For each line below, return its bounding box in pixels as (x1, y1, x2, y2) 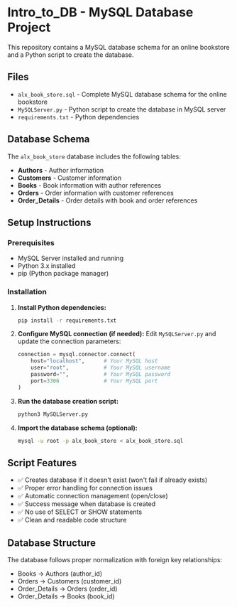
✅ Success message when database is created (17, 500, 156, 508)
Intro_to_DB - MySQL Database (7, 4, 194, 21)
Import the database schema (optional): (17, 424, 138, 432)
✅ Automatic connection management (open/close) (17, 492, 168, 500)
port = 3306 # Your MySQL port (31, 377, 158, 385)
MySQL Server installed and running (17, 254, 124, 263)
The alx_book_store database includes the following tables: (7, 152, 181, 161)
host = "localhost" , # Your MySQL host (31, 358, 158, 365)
